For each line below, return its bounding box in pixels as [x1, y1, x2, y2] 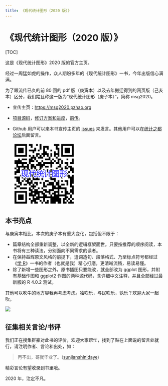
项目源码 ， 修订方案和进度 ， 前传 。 [12, 115, 83, 121]
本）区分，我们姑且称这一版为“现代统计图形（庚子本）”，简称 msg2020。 [5, 93, 155, 99]
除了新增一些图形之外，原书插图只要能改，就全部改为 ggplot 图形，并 [12, 267, 156, 273]
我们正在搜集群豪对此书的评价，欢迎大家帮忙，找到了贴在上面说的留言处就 [5, 337, 159, 343]
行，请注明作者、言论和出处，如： [5, 343, 76, 350]
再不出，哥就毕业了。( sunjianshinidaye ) [17, 354, 99, 360]
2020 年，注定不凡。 [5, 375, 49, 381]
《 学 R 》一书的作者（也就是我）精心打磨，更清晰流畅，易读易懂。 [12, 260, 149, 267]
